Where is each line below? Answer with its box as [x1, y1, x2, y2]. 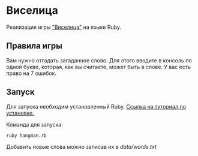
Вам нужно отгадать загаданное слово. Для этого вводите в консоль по [6, 56, 192, 64]
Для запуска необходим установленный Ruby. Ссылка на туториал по [6, 103, 186, 110]
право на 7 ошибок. [6, 70, 57, 77]
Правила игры [6, 41, 63, 51]
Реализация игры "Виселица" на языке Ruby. [6, 23, 122, 31]
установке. [6, 109, 34, 116]
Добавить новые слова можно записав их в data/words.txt [6, 143, 157, 150]
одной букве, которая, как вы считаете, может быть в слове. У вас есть [6, 63, 191, 70]
